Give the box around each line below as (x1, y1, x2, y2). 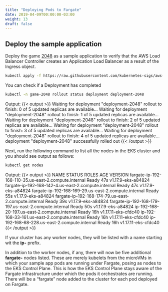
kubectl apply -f (5, 73, 41, 78)
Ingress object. (5, 63, 36, 70)
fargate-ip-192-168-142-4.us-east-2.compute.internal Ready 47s (5, 182, 138, 188)
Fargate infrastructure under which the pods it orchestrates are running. (5, 271, 153, 277)
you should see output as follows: (5, 153, 74, 159)
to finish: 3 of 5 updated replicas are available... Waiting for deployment (5, 127, 152, 133)
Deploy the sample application (5, 39, 102, 48)
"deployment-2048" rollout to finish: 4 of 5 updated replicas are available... (5, 133, 160, 139)
